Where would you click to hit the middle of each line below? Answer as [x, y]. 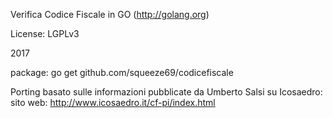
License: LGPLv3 [45, 33]
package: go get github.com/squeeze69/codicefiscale [122, 72]
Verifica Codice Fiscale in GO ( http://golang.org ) [110, 14]
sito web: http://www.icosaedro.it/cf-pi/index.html [113, 102]
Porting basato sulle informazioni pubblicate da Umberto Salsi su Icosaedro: [166, 92]
